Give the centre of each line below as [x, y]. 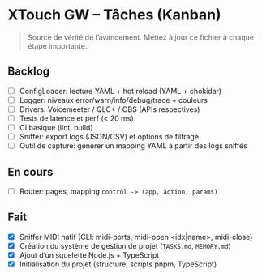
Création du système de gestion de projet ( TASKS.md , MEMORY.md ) [125, 245]
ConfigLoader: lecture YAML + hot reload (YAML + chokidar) [120, 91]
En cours [30, 172]
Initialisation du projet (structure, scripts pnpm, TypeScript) [118, 264]
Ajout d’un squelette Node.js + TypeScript [89, 255]
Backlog [29, 72]
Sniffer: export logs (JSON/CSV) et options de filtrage [109, 137]
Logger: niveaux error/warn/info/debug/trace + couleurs [114, 100]
